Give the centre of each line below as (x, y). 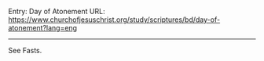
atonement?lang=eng (42, 28)
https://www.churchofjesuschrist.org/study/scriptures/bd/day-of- (114, 20)
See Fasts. (25, 50)
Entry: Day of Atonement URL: (57, 11)
